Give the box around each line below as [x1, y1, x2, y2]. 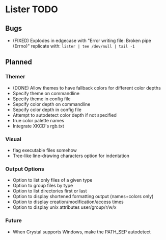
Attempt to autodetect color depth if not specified [12, 112, 117, 118]
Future [5, 217, 22, 224]
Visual [5, 136, 21, 143]
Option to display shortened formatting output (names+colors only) [12, 193, 154, 200]
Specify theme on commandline [12, 90, 80, 96]
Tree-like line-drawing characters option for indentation [12, 152, 130, 159]
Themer [5, 73, 25, 80]
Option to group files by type [12, 183, 73, 189]
